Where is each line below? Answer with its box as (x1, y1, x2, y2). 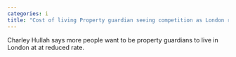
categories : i (7, 10, 49, 17)
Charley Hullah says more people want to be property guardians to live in (7, 35, 219, 44)
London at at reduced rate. (7, 43, 85, 51)
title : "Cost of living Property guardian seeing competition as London (7, 17, 225, 24)
